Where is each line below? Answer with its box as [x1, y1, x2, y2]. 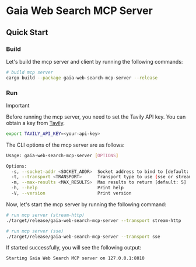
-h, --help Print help [11, 185, 124, 191]
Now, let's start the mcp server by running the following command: [6, 200, 167, 208]
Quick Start [6, 27, 48, 37]
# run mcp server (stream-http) [6, 212, 85, 218]
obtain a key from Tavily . [6, 119, 65, 126]
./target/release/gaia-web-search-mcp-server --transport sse [6, 234, 160, 240]
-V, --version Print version [11, 190, 132, 196]
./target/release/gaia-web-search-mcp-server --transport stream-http [6, 217, 181, 223]
